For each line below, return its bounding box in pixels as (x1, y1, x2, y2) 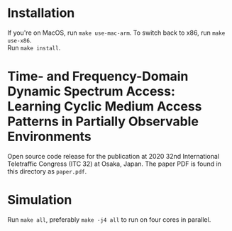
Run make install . (7, 43, 61, 52)
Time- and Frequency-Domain (7, 69, 189, 84)
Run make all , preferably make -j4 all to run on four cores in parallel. (7, 215, 211, 224)
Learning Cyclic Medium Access (7, 98, 202, 115)
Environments (7, 129, 92, 145)
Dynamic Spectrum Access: (7, 84, 176, 100)
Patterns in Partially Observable (7, 113, 199, 130)
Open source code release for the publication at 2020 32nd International (7, 152, 220, 160)
